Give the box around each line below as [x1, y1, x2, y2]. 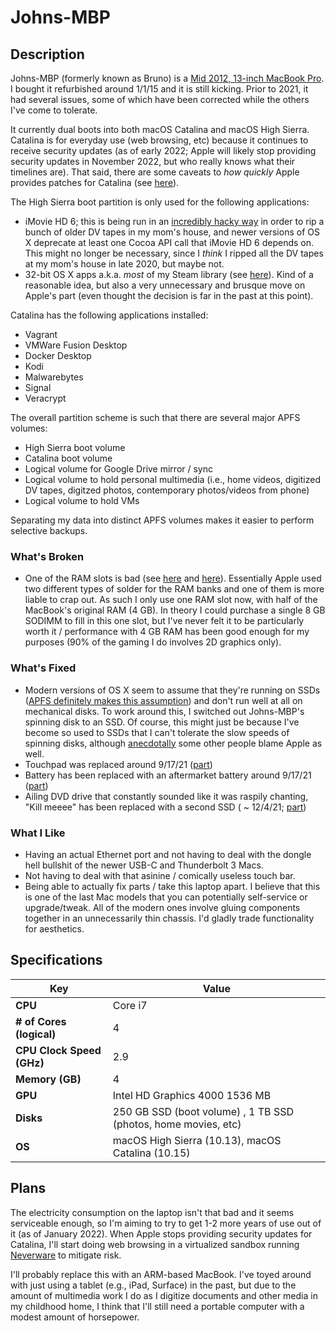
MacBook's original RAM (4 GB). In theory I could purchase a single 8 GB [24, 604, 326, 616]
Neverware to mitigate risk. [10, 1249, 122, 1261]
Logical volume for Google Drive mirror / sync [24, 463, 214, 475]
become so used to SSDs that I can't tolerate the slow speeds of [24, 726, 290, 738]
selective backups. [10, 525, 88, 536]
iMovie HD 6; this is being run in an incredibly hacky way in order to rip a [24, 216, 325, 227]
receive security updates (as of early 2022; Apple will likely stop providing [10, 145, 317, 156]
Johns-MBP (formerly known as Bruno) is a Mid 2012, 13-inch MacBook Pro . [10, 72, 325, 84]
